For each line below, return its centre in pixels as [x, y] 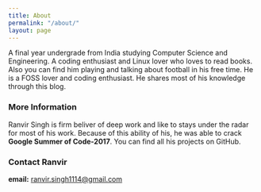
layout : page [30, 30]
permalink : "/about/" [44, 23]
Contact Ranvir [38, 162]
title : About [30, 15]
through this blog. [37, 86]
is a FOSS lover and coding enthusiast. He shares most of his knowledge [127, 78]
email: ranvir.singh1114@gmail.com [65, 179]
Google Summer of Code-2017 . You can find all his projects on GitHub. [125, 141]
